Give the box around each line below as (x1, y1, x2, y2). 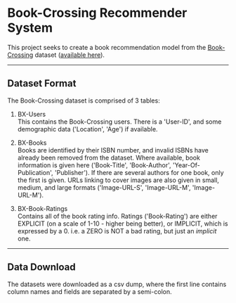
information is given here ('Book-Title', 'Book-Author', (17, 160, 171, 169)
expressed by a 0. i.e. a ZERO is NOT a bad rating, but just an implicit (17, 226, 217, 235)
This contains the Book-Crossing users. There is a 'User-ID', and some (17, 117, 222, 126)
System (7, 20, 53, 36)
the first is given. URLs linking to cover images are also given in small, (17, 176, 220, 184)
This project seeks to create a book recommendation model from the (7, 43, 206, 51)
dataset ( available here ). (34, 51, 105, 59)
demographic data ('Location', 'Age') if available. (17, 124, 158, 133)
